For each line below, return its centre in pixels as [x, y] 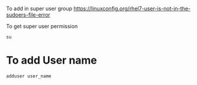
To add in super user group [39, 9]
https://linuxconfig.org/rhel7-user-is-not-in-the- [132, 9]
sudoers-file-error [28, 15]
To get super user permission [42, 26]
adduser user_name [29, 76]
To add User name [52, 61]
